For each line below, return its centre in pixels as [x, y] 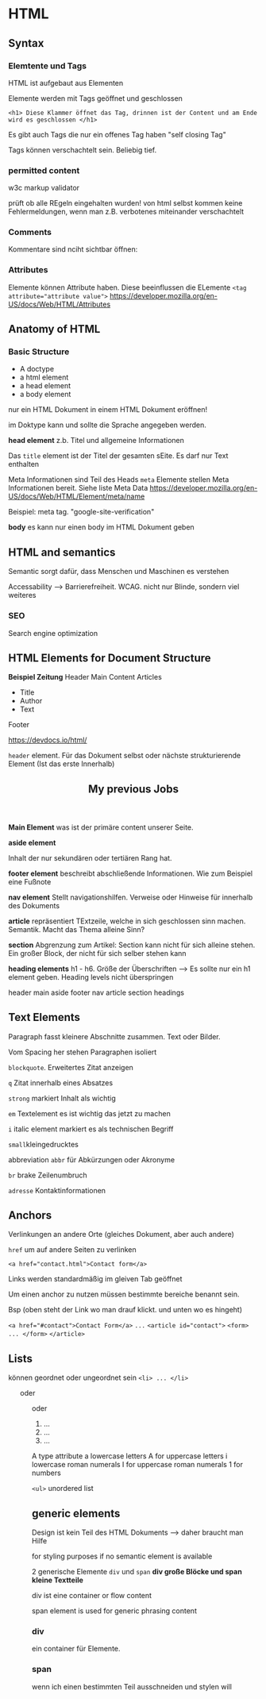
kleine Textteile [57, 1580]
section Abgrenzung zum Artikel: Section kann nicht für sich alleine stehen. [132, 945]
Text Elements [44, 1017]
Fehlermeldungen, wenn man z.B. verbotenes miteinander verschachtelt [126, 212]
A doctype [37, 369]
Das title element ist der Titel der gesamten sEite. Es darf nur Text [118, 456]
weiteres [22, 595]
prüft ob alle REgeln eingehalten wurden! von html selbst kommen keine [125, 203]
